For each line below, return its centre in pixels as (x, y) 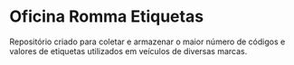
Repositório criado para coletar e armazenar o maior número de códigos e (147, 42)
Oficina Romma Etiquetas (107, 17)
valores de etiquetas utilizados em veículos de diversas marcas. (128, 51)
